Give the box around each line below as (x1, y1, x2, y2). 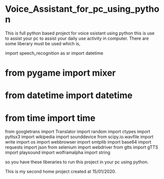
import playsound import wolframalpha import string (5, 149, 111, 155)
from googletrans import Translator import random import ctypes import (5, 129, 150, 135)
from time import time (5, 112, 95, 123)
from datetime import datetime (5, 90, 133, 101)
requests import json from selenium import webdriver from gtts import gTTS (5, 144, 158, 150)
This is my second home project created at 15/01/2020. (5, 169, 117, 175)
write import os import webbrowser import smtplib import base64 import (5, 139, 152, 145)
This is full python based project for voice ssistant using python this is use (5, 30, 155, 36)
